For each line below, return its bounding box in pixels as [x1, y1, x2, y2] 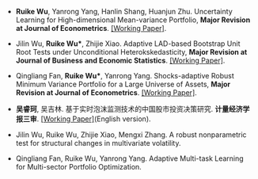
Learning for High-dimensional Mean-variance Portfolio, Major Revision [15, 15, 251, 25]
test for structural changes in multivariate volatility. [15, 139, 181, 147]
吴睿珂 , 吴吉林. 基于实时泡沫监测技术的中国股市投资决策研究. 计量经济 [15, 105, 243, 113]
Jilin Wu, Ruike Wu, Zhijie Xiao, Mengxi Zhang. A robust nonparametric [15, 130, 247, 139]
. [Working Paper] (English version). [36, 114, 152, 124]
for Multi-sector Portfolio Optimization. [15, 162, 142, 171]
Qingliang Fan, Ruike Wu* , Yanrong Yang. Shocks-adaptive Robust [15, 71, 235, 80]
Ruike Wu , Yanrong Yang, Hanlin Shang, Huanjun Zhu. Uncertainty [15, 7, 233, 16]
